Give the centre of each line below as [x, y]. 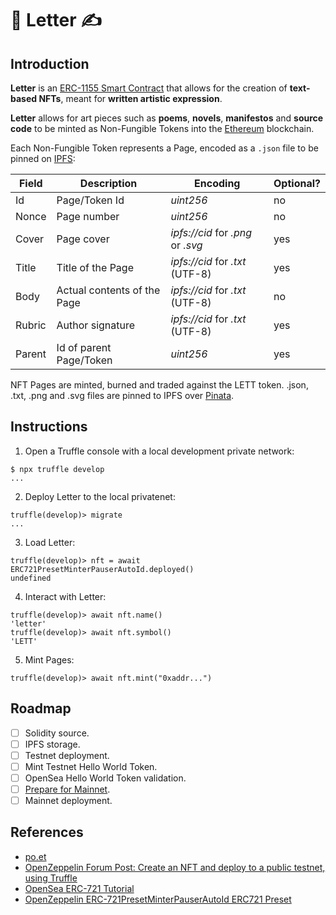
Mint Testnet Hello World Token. [91, 766]
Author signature [96, 325]
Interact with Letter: [65, 596]
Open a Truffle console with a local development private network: [159, 451]
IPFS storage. [52, 744]
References [47, 832]
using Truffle [51, 878]
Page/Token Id [90, 200]
